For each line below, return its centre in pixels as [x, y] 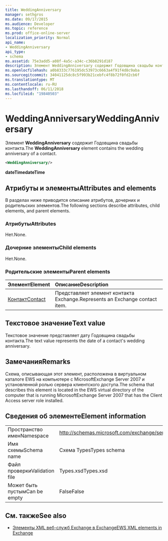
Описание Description [82, 285]
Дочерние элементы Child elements [51, 247]
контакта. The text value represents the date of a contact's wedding [75, 341]
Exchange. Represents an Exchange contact [106, 299]
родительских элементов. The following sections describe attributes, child [82, 205]
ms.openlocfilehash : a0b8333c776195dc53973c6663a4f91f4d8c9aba [72, 71]
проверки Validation [31, 471]
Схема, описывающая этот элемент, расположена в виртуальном [76, 374]
